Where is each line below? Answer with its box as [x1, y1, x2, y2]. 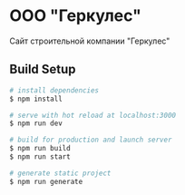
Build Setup [9, 62, 76, 77]
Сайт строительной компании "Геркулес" [9, 35, 170, 46]
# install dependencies [9, 85, 100, 95]
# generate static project [9, 169, 112, 178]
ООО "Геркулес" [9, 5, 142, 26]
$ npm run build [9, 144, 71, 153]
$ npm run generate [9, 177, 83, 186]
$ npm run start [9, 152, 71, 161]
